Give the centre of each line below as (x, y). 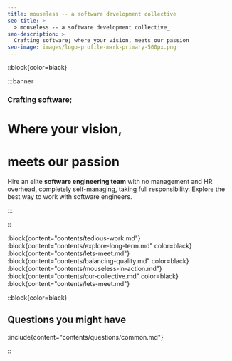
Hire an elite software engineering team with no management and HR (110, 182)
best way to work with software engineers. (70, 197)
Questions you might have (67, 320)
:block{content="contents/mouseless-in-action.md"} (85, 269)
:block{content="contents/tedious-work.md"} (74, 238)
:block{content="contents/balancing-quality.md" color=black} (98, 261)
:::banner (21, 81)
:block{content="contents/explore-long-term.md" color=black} (100, 246)
